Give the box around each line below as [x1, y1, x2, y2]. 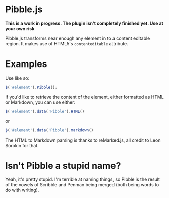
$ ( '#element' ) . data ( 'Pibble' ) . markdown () [5, 127, 94, 133]
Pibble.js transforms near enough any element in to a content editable [5, 35, 150, 41]
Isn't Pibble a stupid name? [5, 160, 121, 171]
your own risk [5, 25, 35, 31]
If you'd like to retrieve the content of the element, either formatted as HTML [5, 94, 164, 100]
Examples [5, 58, 47, 70]
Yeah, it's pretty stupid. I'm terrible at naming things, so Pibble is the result [5, 176, 160, 182]
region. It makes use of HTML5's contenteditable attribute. [5, 40, 129, 46]
